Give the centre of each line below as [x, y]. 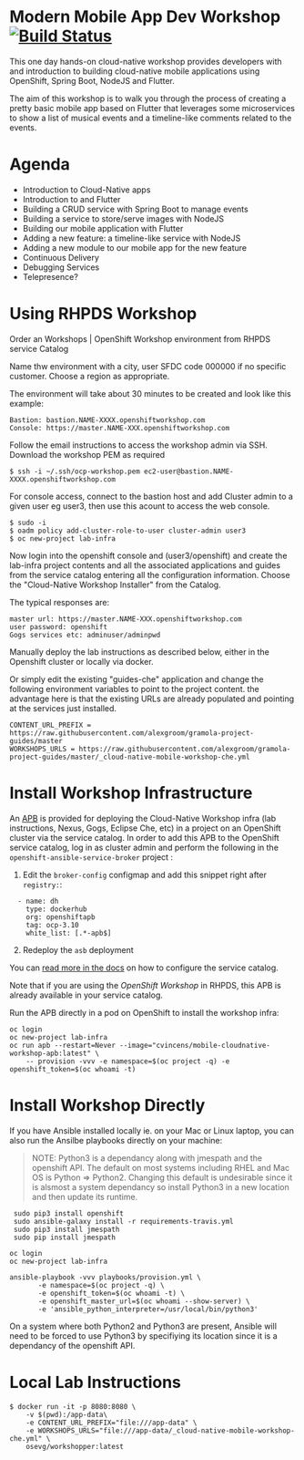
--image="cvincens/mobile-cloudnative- [195, 1045]
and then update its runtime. [85, 1196]
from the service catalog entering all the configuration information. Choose [150, 575]
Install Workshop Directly [107, 1105]
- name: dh [38, 901]
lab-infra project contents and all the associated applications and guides [145, 565]
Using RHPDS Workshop [103, 314]
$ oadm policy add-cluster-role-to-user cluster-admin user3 [128, 531]
